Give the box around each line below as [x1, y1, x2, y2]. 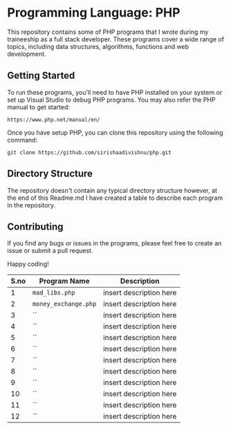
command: [7, 135, 38, 144]
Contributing [7, 221, 64, 232]
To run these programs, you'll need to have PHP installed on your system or [7, 88, 223, 96]
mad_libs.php [32, 289, 75, 297]
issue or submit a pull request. [7, 247, 93, 255]
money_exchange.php [32, 300, 97, 308]
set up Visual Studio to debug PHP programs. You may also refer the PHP [7, 95, 216, 104]
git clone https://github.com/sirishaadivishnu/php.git [7, 149, 172, 156]
